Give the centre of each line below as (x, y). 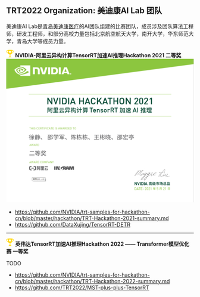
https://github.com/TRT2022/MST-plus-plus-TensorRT (82, 287)
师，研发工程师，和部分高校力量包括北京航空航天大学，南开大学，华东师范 (97, 33)
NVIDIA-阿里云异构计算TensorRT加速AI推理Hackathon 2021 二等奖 (98, 55)
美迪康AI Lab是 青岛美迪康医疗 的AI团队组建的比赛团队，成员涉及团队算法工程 (100, 26)
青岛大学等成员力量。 (43, 41)
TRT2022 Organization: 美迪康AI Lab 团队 (84, 11)
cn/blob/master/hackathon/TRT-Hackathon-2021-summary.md (92, 218)
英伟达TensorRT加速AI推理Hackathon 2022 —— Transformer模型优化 (102, 244)
